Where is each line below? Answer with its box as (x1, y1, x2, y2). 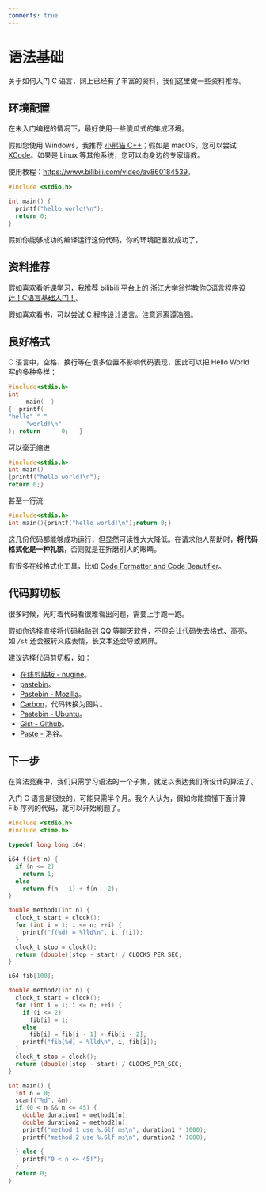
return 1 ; (22, 870, 55, 878)
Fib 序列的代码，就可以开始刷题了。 (8, 803, 125, 813)
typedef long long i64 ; (8, 841, 87, 849)
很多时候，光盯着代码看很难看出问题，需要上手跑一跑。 (8, 609, 188, 619)
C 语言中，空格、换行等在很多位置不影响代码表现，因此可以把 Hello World (8, 357, 249, 367)
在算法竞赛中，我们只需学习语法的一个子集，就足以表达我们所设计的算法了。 (8, 777, 258, 786)
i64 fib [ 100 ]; (8, 972, 55, 981)
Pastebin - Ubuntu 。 (19, 709, 87, 718)
